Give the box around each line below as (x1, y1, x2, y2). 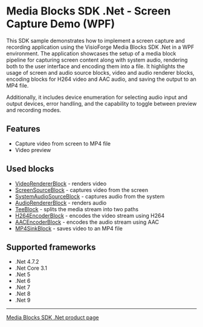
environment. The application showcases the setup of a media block (6, 49, 176, 57)
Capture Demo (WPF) (6, 17, 115, 31)
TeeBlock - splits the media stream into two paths (14, 205, 139, 212)
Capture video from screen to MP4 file (14, 140, 111, 147)
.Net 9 (14, 297, 31, 304)
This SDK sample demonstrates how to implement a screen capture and (6, 37, 185, 44)
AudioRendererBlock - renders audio (14, 199, 107, 206)
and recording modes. (6, 106, 62, 113)
